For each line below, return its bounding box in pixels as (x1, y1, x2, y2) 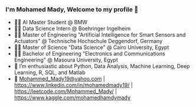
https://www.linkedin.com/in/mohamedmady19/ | (14, 82, 133, 89)
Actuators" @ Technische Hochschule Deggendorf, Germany (14, 38, 163, 45)
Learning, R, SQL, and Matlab (14, 69, 86, 76)
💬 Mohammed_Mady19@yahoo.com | (14, 75, 106, 82)
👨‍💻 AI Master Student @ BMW (14, 19, 88, 26)
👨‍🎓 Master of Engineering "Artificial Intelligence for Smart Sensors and (14, 31, 186, 38)
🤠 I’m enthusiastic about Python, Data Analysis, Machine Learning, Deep (14, 63, 190, 70)
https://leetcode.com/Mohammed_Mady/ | (14, 88, 117, 95)
